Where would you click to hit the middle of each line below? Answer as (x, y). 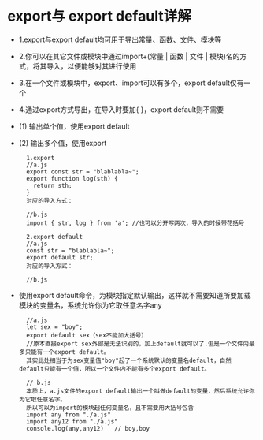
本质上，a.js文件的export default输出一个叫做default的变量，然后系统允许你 (141, 391)
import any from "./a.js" (69, 415)
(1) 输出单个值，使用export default (74, 126)
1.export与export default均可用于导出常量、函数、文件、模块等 (120, 39)
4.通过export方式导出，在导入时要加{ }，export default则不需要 (121, 109)
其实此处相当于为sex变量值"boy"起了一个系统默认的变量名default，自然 (129, 360)
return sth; (53, 185)
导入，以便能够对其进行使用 (91, 66)
